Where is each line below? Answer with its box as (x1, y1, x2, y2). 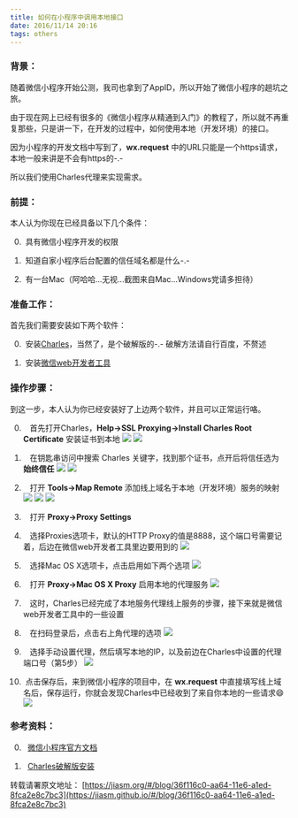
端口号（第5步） (22, 657, 83, 668)
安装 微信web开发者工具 (25, 357, 111, 368)
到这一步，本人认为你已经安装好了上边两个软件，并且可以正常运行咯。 (10, 403, 266, 414)
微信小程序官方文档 (27, 742, 98, 753)
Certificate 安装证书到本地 (22, 433, 120, 444)
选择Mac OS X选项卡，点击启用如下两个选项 (29, 560, 191, 570)
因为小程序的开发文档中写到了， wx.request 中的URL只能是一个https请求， (10, 141, 282, 152)
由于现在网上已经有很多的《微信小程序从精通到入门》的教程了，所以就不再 (10, 111, 281, 122)
